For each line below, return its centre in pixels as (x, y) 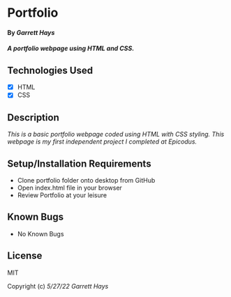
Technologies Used (50, 70)
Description (33, 117)
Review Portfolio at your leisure (62, 195)
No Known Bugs (40, 234)
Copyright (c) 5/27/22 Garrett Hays (58, 286)
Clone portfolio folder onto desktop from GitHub (86, 180)
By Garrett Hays (31, 32)
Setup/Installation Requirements (79, 163)
